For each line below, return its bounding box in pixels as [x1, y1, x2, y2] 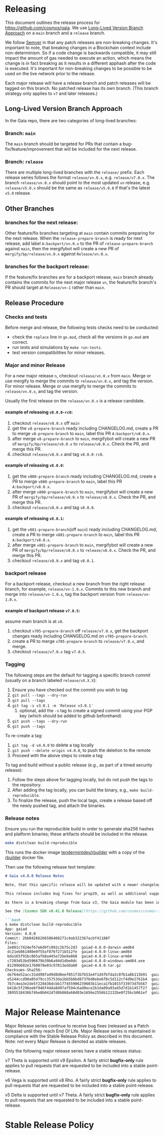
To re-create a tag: [5, 732, 43, 739]
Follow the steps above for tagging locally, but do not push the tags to [12, 776, 153, 783]
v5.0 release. [5, 190, 31, 196]
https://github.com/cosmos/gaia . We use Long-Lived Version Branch [5, 24, 143, 30]
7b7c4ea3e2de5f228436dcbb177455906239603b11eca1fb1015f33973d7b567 [7, 981, 147, 986]
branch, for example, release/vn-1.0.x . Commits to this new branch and [5, 586, 150, 592]
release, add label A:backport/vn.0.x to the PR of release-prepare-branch [5, 240, 153, 246]
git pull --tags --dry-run [12, 693, 67, 698]
